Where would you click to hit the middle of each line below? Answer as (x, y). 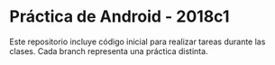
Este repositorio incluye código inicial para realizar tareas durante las (137, 42)
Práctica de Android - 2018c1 (119, 17)
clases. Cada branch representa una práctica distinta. (109, 51)
